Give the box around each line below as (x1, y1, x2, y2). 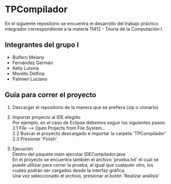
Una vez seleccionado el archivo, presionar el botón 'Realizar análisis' (12, 172, 160, 179)
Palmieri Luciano (12, 75, 48, 82)
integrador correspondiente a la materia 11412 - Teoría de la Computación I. (5, 25, 163, 32)
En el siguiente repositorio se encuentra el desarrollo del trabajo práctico (5, 20, 158, 27)
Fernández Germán (12, 60, 53, 66)
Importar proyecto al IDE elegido (12, 114, 81, 120)
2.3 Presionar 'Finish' (12, 136, 57, 142)
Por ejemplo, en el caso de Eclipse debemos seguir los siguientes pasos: (12, 119, 166, 125)
